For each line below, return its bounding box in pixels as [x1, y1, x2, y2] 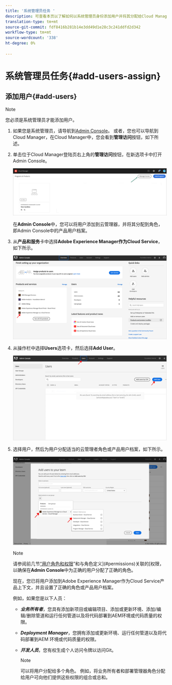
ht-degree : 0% [5, 41, 36, 46]
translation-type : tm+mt [5, 19, 58, 24]
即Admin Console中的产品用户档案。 [12, 227, 91, 233]
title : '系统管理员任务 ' [5, 8, 55, 13]
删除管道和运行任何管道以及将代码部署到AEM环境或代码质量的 [26, 612, 158, 619]
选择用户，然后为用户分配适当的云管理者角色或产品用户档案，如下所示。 [12, 446, 165, 452]
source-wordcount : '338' [5, 35, 58, 40]
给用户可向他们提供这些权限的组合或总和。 [20, 674, 111, 680]
